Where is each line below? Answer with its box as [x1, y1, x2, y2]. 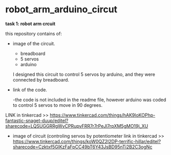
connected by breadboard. [12, 76, 70, 83]
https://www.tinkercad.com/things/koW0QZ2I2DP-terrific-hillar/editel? [12, 138, 161, 144]
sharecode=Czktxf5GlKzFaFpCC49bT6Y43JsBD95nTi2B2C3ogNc [12, 144, 153, 150]
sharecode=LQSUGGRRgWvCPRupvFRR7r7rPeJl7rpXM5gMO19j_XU [5, 123, 148, 129]
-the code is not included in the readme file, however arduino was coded [12, 96, 166, 103]
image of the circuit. [12, 40, 55, 47]
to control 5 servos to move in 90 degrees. [12, 102, 103, 108]
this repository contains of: [5, 30, 62, 36]
